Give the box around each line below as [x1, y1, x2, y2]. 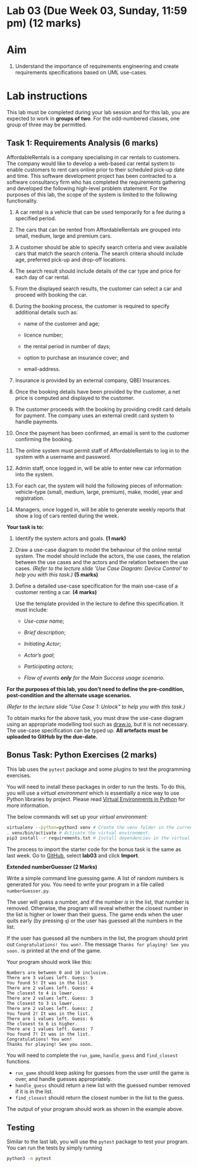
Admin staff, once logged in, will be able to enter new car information [15, 464, 182, 472]
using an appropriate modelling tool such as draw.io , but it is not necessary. [6, 720, 189, 727]
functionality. [6, 197, 39, 204]
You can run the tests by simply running [6, 1144, 103, 1151]
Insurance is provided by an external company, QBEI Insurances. [15, 376, 171, 384]
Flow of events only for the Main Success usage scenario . [23, 674, 165, 681]
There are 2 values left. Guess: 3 [6, 996, 94, 1001]
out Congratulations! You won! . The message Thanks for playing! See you [6, 941, 189, 948]
